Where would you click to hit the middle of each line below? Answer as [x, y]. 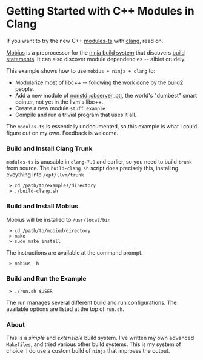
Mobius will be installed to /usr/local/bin [58, 219]
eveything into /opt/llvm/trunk [45, 175]
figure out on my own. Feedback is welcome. [62, 133]
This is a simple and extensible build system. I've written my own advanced [100, 338]
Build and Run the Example [46, 279]
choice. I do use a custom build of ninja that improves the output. [88, 351]
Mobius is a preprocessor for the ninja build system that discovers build [95, 52]
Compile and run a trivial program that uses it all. [76, 115]
